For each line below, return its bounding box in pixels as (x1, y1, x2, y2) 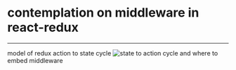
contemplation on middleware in (7, 5, 199, 21)
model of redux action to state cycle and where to (7, 49, 218, 57)
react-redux (7, 19, 79, 35)
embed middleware (7, 56, 63, 64)
